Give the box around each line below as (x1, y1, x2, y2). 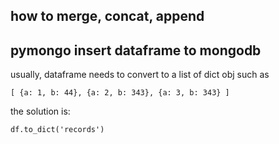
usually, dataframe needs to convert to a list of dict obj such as (10, 69, 270, 81)
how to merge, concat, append (10, 8, 205, 25)
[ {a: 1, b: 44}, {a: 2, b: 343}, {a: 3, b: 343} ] (10, 88, 230, 98)
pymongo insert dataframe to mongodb (10, 42, 262, 59)
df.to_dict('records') (10, 125, 105, 135)
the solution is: (10, 105, 71, 118)
